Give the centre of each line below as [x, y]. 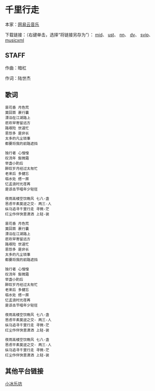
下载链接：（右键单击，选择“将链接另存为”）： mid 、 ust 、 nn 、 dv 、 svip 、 [79, 35]
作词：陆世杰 [18, 78]
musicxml [15, 40]
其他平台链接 [24, 371]
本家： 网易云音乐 [22, 24]
